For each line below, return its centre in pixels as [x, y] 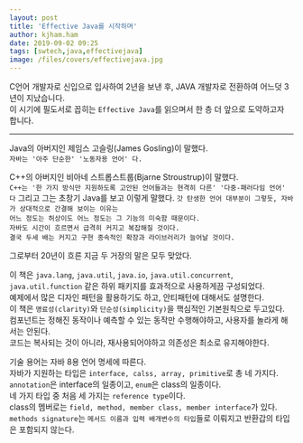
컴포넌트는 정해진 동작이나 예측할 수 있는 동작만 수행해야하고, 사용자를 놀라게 [144, 320]
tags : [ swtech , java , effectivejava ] [76, 52]
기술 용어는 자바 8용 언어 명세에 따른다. [78, 362]
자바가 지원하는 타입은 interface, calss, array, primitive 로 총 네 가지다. [144, 373]
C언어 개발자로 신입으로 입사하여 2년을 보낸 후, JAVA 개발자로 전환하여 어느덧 [146, 86]
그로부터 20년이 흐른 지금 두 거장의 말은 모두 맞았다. [101, 255]
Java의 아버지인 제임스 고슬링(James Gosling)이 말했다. [109, 148]
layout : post [34, 18]
